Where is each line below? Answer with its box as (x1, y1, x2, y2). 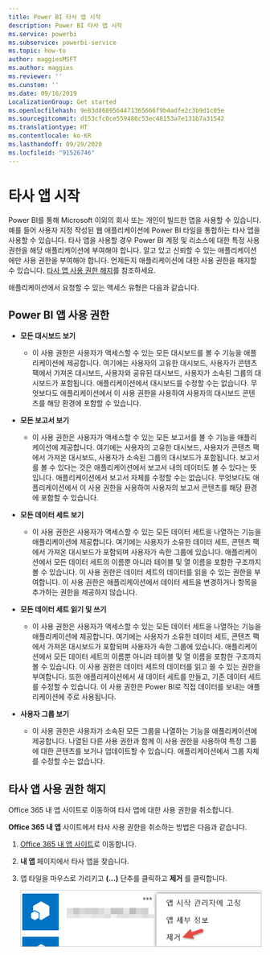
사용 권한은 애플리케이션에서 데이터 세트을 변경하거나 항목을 (70, 578, 258, 587)
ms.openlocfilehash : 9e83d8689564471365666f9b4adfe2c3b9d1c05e (8, 106, 225, 114)
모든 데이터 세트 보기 (19, 510, 84, 520)
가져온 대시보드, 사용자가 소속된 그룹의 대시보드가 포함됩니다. (47, 453, 239, 463)
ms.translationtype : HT (8, 123, 88, 132)
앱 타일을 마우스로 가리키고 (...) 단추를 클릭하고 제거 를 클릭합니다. (19, 874, 227, 883)
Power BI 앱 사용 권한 (8, 308, 110, 322)
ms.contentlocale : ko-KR (8, 132, 92, 140)
